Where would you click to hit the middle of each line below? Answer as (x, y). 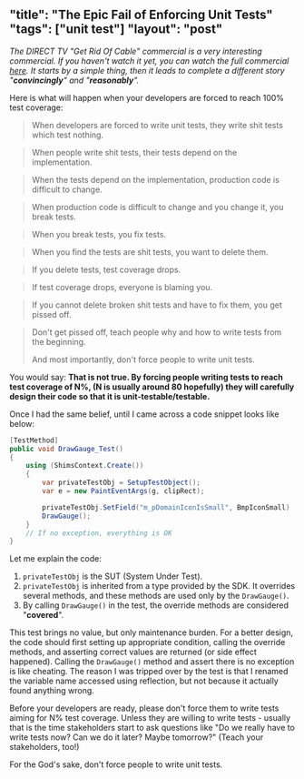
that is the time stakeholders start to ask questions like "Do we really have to (152, 728)
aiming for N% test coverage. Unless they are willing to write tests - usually (150, 718)
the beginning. (59, 341)
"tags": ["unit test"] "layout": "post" (116, 30)
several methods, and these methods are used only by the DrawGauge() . (156, 596)
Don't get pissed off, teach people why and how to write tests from (157, 332)
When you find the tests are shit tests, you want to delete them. (150, 252)
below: (22, 423)
